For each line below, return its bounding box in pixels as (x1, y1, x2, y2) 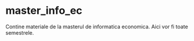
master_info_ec (5, 4, 83, 17)
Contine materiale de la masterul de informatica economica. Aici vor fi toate (5, 23, 189, 30)
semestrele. (5, 29, 34, 36)
